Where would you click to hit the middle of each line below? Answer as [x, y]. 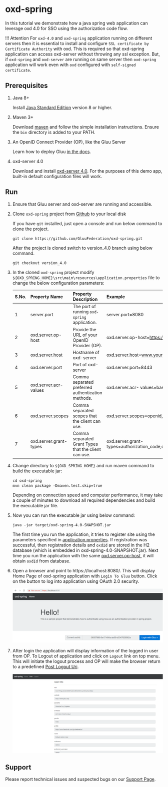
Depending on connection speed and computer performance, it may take [87, 495]
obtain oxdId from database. [41, 561]
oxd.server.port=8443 [129, 367]
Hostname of [86, 352]
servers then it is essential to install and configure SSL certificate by [77, 43]
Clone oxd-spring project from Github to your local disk [69, 214]
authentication [87, 393]
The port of [84, 307]
